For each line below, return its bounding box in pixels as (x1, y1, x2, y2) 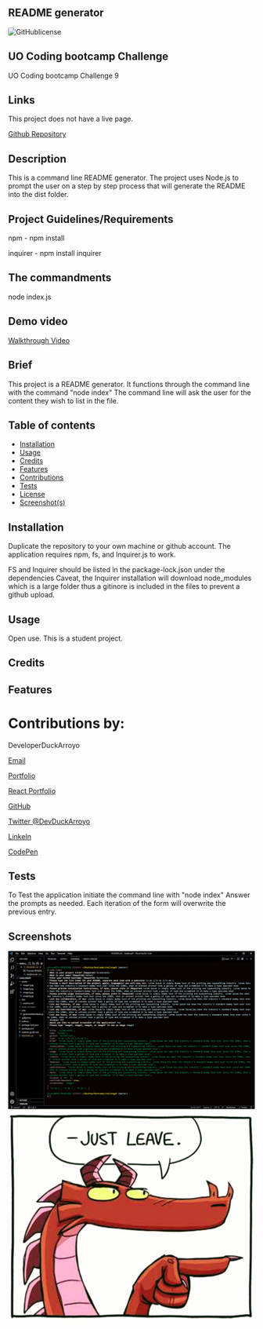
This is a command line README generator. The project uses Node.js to (8, 173, 239, 183)
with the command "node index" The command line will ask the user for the (8, 388, 252, 397)
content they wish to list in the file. (8, 396, 119, 405)
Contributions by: (8, 714, 125, 732)
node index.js (8, 292, 52, 301)
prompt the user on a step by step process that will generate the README (8, 181, 246, 191)
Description (8, 152, 67, 166)
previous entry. (8, 907, 57, 917)
